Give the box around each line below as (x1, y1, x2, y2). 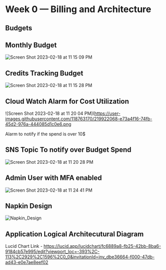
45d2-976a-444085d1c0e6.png (5, 121, 71, 127)
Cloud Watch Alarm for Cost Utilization (5, 97, 129, 106)
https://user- (94, 110, 121, 117)
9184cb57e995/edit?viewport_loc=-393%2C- (5, 249, 100, 255)
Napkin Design (5, 202, 52, 210)
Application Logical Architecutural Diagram (5, 230, 144, 238)
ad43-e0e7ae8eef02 (5, 259, 49, 265)
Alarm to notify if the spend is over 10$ (5, 131, 86, 137)
